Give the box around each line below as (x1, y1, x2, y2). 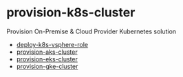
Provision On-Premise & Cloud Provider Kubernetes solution (6, 27, 177, 35)
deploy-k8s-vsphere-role (16, 40, 89, 48)
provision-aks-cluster (16, 48, 78, 56)
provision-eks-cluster (16, 55, 78, 63)
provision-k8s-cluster (6, 5, 136, 20)
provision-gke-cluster (16, 62, 78, 70)
